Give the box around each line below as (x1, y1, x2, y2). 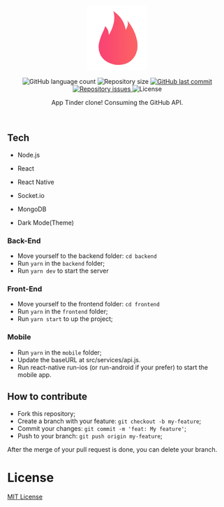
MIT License (7, 492, 43, 501)
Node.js (17, 150, 40, 159)
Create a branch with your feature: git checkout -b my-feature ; (17, 417, 202, 425)
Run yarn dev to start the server (17, 266, 110, 275)
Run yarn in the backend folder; (17, 259, 105, 268)
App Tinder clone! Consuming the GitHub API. (51, 99, 184, 106)
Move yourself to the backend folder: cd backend (17, 252, 157, 260)
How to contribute (7, 391, 88, 403)
